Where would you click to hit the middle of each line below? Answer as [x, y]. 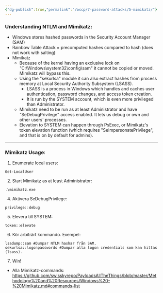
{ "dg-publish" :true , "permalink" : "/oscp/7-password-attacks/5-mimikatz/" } [81, 9]
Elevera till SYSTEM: [32, 217]
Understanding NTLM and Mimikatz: [49, 26]
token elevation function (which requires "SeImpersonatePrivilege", [86, 130]
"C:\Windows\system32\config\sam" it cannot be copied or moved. [87, 68]
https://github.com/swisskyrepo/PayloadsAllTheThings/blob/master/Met [84, 276]
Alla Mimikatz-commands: [38, 271]
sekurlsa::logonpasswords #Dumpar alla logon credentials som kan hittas [81, 248]
